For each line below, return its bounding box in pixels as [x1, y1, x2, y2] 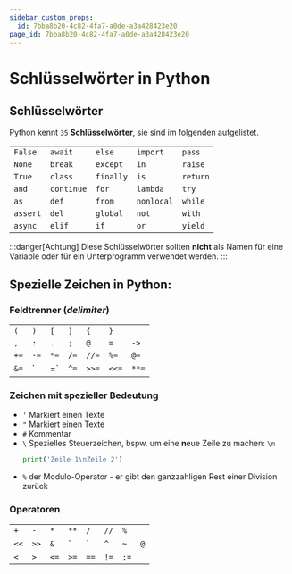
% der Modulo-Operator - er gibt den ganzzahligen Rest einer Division [21, 471, 278, 482]
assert [13, 209, 42, 219]
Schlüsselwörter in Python [9, 68, 211, 88]
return [181, 171, 210, 182]
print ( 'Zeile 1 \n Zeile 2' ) [21, 455, 123, 464]
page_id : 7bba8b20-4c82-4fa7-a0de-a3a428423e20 [9, 29, 190, 38]
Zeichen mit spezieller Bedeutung [9, 389, 159, 402]
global [95, 209, 123, 219]
